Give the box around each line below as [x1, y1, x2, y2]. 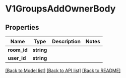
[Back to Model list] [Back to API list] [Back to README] [5, 67, 121, 73]
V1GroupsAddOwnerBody [5, 3, 116, 15]
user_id [8, 55, 26, 61]
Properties [5, 23, 39, 32]
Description [52, 38, 81, 45]
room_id [8, 46, 28, 53]
